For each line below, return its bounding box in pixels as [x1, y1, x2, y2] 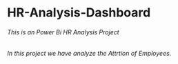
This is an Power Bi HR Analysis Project [7, 28, 119, 36]
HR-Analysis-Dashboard [7, 5, 151, 21]
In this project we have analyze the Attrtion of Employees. [7, 50, 172, 58]
